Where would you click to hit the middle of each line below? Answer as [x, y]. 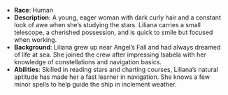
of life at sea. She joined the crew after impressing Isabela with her [110, 54]
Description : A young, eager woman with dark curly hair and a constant [117, 17]
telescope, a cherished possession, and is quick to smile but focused [113, 32]
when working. [35, 40]
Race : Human [34, 10]
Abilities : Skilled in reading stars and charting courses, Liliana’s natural [116, 70]
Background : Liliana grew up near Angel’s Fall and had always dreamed [117, 47]
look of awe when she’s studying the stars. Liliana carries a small [107, 25]
